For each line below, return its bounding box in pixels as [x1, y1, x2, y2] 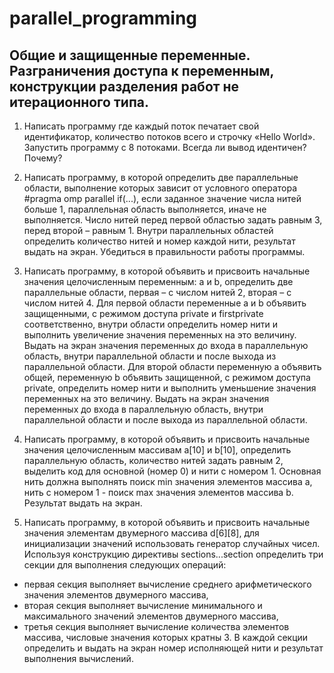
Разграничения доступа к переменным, [9, 62, 274, 79]
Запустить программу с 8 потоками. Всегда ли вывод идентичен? [23, 142, 307, 153]
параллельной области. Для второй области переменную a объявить [23, 361, 322, 372]
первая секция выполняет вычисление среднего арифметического [23, 578, 312, 590]
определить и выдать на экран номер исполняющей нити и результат [23, 642, 324, 654]
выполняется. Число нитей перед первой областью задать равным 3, [23, 214, 323, 226]
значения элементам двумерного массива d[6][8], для [23, 527, 260, 539]
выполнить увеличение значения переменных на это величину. [23, 329, 297, 341]
